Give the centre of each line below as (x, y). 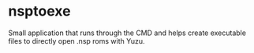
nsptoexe (39, 11)
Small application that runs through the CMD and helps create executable (127, 33)
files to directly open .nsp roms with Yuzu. (77, 41)
